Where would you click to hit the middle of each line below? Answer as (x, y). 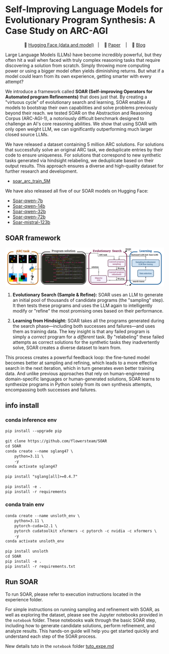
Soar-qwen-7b (28, 201)
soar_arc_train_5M (31, 181)
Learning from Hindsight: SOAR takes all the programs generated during (88, 321)
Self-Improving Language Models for (84, 9)
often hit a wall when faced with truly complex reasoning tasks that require (83, 60)
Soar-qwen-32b (29, 211)
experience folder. (24, 599)
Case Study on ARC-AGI (57, 31)
